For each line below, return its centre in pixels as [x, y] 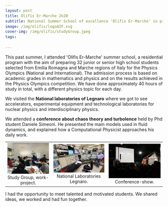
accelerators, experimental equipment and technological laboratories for [80, 104]
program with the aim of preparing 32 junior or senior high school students [82, 62]
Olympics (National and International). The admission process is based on [81, 73]
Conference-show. [134, 182]
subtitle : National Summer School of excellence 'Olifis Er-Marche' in [81, 21]
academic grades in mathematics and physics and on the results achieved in [84, 78]
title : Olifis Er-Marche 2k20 [37, 16]
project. [28, 183]
